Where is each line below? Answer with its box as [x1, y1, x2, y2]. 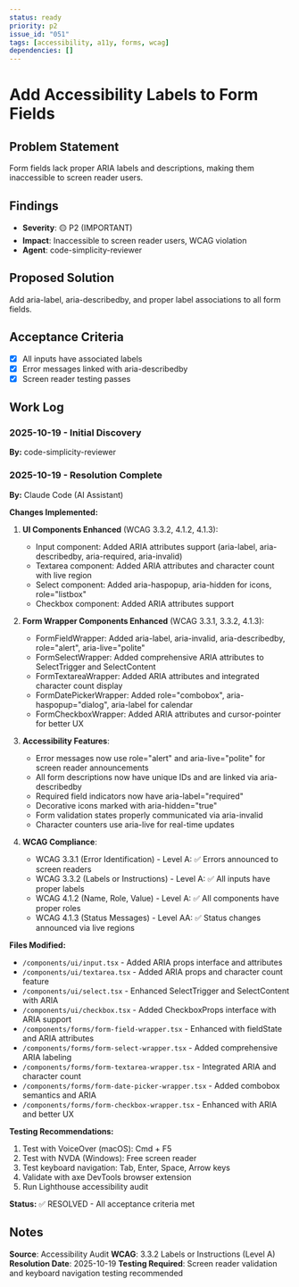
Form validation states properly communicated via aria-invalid [35, 810, 263, 820]
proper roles [35, 902, 81, 913]
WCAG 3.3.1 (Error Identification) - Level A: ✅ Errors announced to [35, 853, 278, 864]
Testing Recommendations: [9, 1125, 114, 1136]
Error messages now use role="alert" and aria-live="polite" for [35, 752, 266, 763]
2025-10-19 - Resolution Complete [9, 469, 163, 482]
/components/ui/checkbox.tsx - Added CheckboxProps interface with [21, 1004, 277, 1015]
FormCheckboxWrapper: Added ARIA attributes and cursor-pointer [35, 709, 281, 719]
